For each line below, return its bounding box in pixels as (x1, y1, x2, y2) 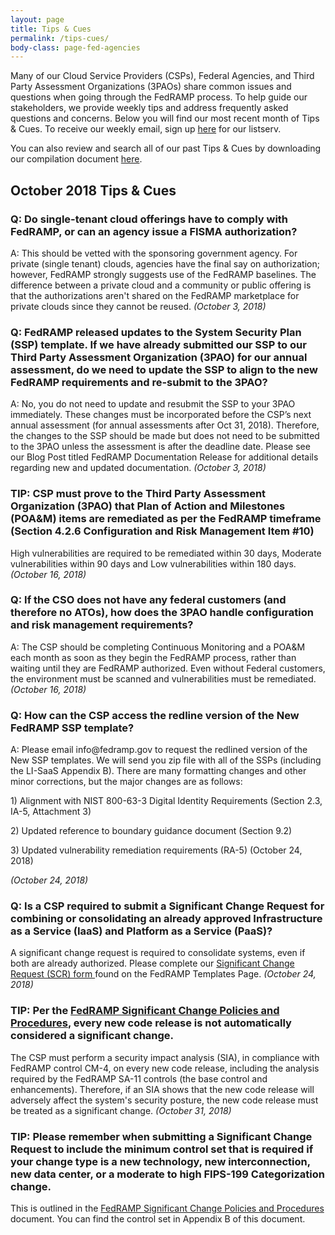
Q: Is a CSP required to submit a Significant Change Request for (10, 899, 325, 913)
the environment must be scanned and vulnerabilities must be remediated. (10, 672, 317, 685)
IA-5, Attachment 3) (10, 806, 92, 818)
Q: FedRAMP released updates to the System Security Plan (10, 325, 302, 339)
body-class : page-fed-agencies (10, 42, 141, 53)
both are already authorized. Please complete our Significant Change (10, 957, 295, 970)
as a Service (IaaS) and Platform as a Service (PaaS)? (10, 924, 273, 938)
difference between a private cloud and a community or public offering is (10, 279, 312, 291)
